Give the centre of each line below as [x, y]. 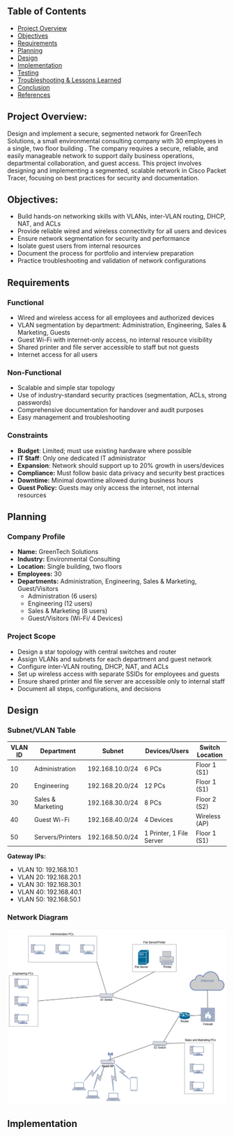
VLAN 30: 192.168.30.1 [49, 884]
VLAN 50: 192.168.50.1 [49, 899]
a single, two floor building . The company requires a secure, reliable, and [113, 148]
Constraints [28, 436]
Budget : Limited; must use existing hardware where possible [104, 450]
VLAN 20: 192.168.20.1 [49, 877]
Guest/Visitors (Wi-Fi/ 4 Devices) [75, 618]
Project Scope [31, 636]
